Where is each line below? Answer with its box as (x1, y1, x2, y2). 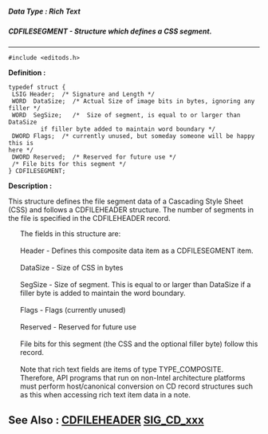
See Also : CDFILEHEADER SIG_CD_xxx (8, 413, 205, 427)
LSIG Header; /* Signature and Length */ (11, 90, 156, 99)
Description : (8, 181, 53, 191)
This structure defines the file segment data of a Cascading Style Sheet (8, 196, 243, 207)
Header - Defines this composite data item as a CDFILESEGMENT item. (19, 246, 254, 255)
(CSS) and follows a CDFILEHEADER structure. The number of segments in (8, 205, 254, 215)
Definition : (8, 68, 46, 77)
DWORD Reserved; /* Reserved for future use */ (11, 153, 177, 161)
